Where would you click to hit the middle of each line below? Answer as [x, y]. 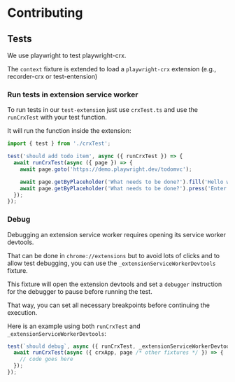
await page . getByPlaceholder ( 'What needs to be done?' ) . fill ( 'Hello [122, 182]
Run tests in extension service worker [73, 94]
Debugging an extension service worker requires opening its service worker [116, 234]
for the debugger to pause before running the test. [80, 291]
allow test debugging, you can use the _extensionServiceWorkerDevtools [112, 263]
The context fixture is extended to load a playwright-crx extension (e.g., [112, 69]
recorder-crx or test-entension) [52, 76]
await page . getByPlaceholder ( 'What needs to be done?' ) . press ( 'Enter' [125, 188]
